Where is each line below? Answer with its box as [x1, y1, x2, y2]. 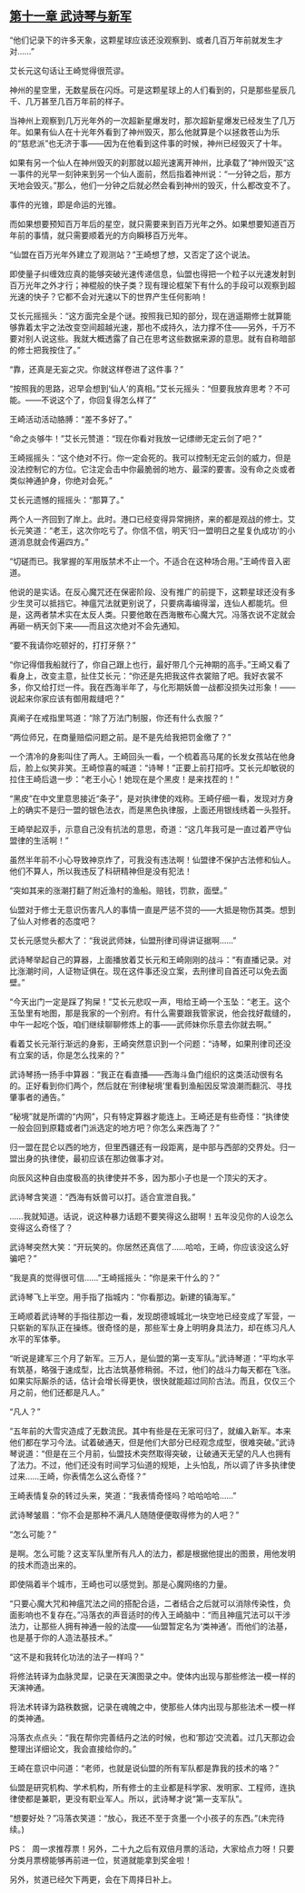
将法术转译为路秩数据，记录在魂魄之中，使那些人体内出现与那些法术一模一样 [9, 1701, 296, 1712]
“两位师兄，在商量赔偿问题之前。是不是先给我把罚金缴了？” [9, 731, 231, 742]
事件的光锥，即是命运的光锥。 [9, 199, 121, 210]
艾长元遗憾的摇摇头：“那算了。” [9, 494, 124, 505]
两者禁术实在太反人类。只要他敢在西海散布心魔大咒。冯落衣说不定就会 [33, 609, 296, 619]
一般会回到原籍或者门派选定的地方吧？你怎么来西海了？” [9, 1122, 221, 1133]
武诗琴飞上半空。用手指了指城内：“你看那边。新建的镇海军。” [9, 1291, 236, 1302]
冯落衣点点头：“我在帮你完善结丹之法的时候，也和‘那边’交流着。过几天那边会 [9, 1731, 296, 1742]
